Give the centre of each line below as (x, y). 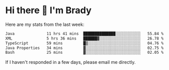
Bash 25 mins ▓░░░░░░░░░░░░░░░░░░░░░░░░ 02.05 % (84, 53)
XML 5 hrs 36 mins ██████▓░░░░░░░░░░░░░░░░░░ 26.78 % (84, 38)
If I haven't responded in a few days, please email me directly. (70, 62)
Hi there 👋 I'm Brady (48, 10)
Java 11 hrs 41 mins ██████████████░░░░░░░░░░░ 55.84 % (84, 33)
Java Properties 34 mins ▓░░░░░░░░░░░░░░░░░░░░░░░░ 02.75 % (84, 48)
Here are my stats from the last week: (45, 24)
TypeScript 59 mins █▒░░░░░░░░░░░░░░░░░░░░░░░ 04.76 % (84, 43)
